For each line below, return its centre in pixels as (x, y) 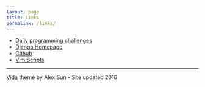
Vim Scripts (30, 60)
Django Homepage (39, 47)
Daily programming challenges (54, 41)
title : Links (23, 18)
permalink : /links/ (31, 23)
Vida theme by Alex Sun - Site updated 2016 (62, 77)
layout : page (23, 12)
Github (23, 54)
